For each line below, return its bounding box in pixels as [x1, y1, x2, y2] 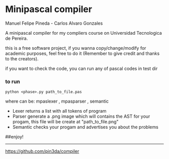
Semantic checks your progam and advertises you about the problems [12, 124, 158, 130]
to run [5, 78, 20, 85]
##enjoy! [5, 134, 24, 140]
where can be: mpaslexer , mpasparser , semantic [5, 98, 109, 104]
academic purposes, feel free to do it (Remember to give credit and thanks [5, 50, 160, 56]
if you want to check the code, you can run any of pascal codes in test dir [5, 65, 158, 71]
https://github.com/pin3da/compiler [5, 148, 79, 154]
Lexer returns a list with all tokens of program [12, 108, 107, 114]
